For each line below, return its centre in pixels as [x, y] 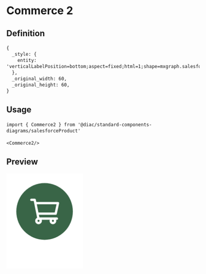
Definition [25, 33]
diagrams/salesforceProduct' [44, 131]
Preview [22, 162]
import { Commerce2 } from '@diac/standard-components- [79, 124]
